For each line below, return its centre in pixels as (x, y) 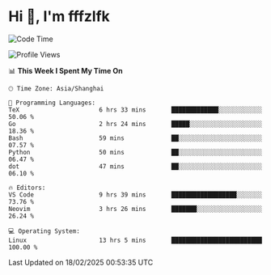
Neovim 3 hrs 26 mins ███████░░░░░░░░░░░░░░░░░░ (135, 209)
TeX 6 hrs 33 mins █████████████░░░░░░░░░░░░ (135, 110)
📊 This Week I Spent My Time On (66, 70)
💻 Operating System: (44, 231)
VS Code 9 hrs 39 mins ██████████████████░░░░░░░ (135, 195)
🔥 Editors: (27, 188)
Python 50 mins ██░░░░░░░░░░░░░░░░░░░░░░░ (135, 152)
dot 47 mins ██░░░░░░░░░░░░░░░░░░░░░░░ (135, 166)
